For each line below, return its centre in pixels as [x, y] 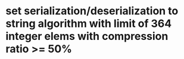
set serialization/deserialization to [92, 11]
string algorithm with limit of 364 [89, 24]
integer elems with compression [87, 36]
